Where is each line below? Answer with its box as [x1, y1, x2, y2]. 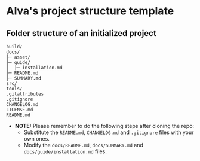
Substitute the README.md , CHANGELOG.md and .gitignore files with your [23, 129, 194, 136]
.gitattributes [6, 91, 44, 97]
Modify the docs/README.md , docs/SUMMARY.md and [23, 142, 143, 148]
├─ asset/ [6, 54, 31, 60]
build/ [6, 44, 23, 50]
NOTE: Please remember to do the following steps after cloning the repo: [14, 123, 195, 129]
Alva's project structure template [6, 4, 174, 18]
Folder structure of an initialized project [6, 28, 156, 38]
